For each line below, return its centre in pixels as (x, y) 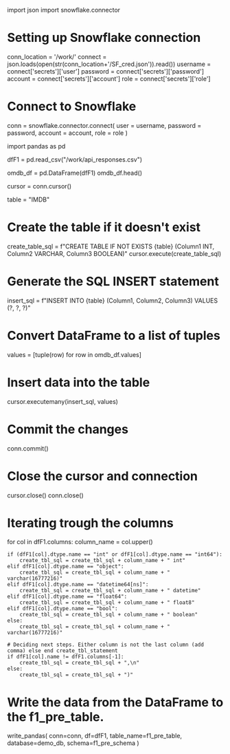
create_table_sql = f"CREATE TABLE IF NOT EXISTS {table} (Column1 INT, (111, 246)
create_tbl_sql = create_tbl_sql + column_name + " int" (103, 561)
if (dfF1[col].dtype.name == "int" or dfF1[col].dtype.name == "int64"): (115, 554)
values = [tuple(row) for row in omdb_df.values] (74, 354)
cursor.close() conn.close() (45, 495)
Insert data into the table (79, 382)
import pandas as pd (36, 146)
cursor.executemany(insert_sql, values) (63, 401)
